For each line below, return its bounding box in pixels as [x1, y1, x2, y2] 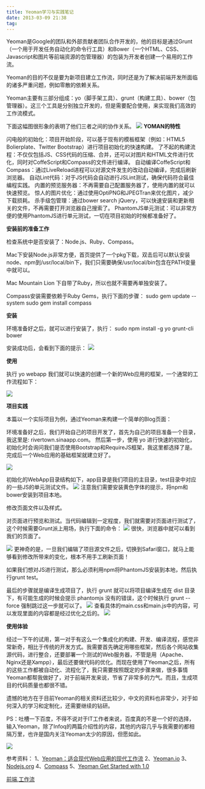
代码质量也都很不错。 [16, 681, 71, 689]
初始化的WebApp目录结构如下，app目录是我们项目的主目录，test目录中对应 [6, 476, 196, 483]
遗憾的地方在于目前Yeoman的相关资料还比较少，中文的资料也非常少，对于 [6, 695, 193, 702]
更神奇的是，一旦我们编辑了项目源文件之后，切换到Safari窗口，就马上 [13, 546, 189, 553]
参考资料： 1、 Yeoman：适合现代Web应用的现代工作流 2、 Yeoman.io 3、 [6, 755, 190, 762]
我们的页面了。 [6, 533, 44, 540]
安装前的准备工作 [6, 225, 49, 232]
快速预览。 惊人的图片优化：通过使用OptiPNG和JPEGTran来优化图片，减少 [6, 189, 194, 196]
